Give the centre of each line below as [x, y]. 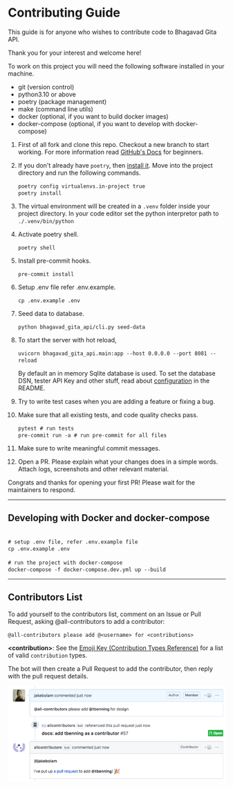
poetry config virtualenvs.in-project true [82, 186]
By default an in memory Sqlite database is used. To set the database [117, 373]
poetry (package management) [62, 101]
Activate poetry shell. [48, 234]
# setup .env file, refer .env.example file [73, 542]
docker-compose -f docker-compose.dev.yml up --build [87, 570]
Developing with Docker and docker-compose [109, 518]
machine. [21, 73]
